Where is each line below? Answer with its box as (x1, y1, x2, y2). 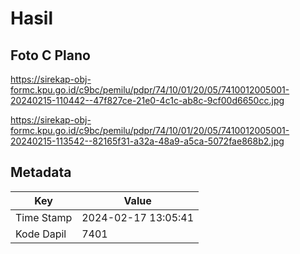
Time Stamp (15, 210, 73, 224)
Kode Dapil (15, 227, 67, 241)
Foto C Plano (10, 47, 91, 64)
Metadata (10, 164, 72, 181)
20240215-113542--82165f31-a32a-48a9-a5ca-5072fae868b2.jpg (10, 135, 285, 147)
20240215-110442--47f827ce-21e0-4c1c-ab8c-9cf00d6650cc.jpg (10, 95, 285, 106)
